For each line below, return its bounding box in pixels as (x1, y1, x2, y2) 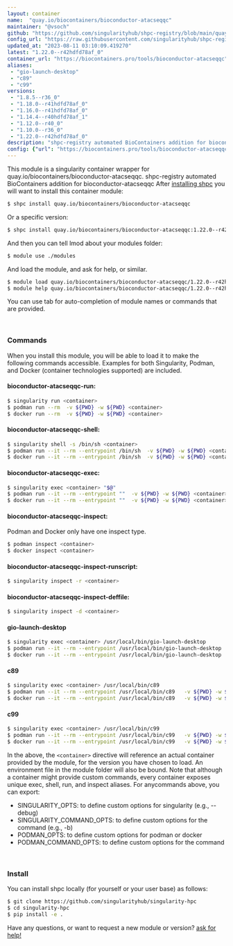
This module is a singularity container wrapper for (7, 165, 150, 173)
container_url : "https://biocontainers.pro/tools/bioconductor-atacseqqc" (7, 56, 228, 63)
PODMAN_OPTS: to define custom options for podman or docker (17, 831, 202, 839)
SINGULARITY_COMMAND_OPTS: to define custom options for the (17, 815, 208, 824)
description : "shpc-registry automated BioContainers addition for (7, 140, 207, 147)
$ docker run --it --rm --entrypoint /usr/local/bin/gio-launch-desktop (7, 652, 222, 658)
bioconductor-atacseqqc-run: (7, 382, 96, 390)
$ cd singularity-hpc (7, 904, 70, 911)
